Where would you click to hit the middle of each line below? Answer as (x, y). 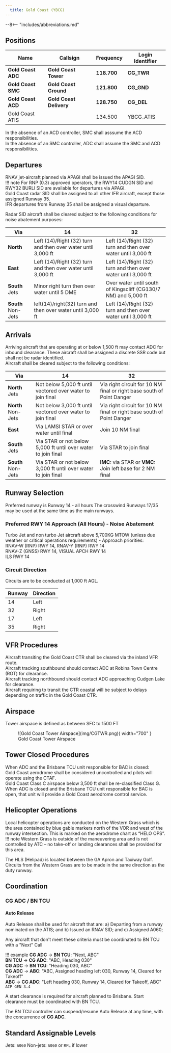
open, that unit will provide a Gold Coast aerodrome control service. (76, 794)
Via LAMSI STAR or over (64, 427)
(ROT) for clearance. (27, 674)
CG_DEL (137, 102)
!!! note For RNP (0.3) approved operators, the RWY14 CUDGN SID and (79, 183)
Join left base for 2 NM (127, 468)
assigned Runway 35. (28, 199)
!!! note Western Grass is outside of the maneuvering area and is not (77, 838)
